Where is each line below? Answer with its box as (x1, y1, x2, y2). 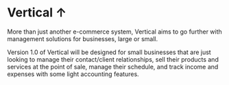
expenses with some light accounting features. (7, 70, 139, 78)
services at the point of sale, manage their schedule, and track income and (7, 62, 219, 71)
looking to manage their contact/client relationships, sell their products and (7, 55, 219, 63)
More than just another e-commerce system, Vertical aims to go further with (7, 27, 223, 36)
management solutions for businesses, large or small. (7, 34, 158, 42)
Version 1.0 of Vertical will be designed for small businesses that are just (7, 48, 211, 56)
